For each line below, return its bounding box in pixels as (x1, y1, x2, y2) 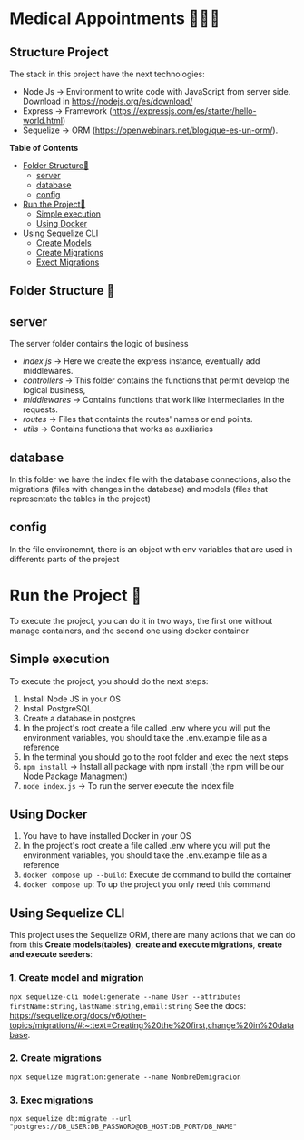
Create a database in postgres (22, 712, 136, 723)
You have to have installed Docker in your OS (22, 831, 191, 842)
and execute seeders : (9, 949, 93, 960)
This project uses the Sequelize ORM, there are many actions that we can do (9, 930, 296, 941)
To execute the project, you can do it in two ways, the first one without (9, 615, 273, 626)
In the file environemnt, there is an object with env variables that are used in (9, 543, 293, 554)
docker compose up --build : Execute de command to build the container (22, 869, 292, 881)
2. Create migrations (9, 1052, 102, 1064)
